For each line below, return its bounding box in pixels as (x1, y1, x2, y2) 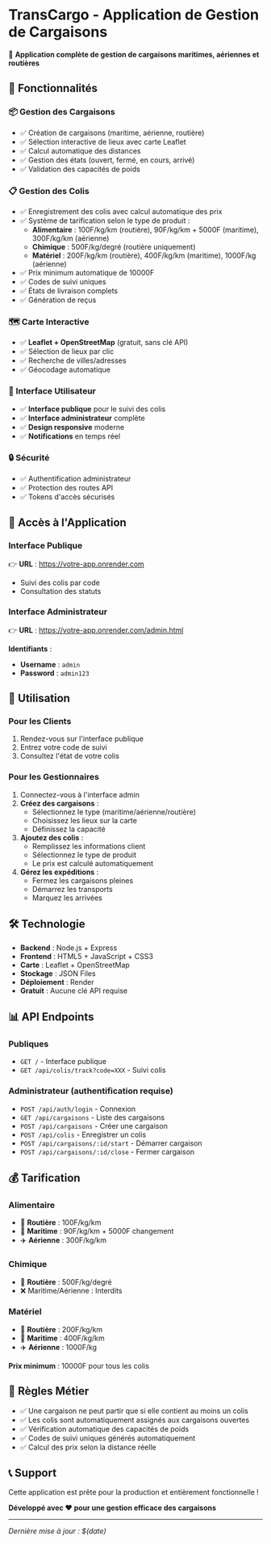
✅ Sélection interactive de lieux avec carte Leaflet (19, 137, 187, 146)
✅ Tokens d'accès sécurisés (19, 491, 115, 502)
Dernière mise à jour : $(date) (8, 1526, 106, 1536)
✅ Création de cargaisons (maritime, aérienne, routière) (19, 128, 205, 137)
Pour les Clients (8, 716, 72, 727)
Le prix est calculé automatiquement (31, 858, 154, 868)
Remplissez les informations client (31, 841, 146, 851)
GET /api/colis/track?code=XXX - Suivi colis (19, 1065, 167, 1075)
